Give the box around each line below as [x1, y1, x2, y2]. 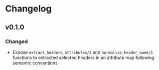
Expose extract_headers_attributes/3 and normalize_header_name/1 [12, 49, 154, 55]
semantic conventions [12, 59, 58, 65]
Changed [5, 38, 28, 45]
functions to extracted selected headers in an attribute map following [12, 54, 155, 60]
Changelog [5, 3, 52, 14]
